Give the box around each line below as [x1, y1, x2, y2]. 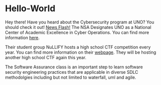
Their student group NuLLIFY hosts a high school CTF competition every [5, 44, 151, 50]
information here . [5, 35, 40, 41]
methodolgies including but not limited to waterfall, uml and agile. [5, 74, 137, 80]
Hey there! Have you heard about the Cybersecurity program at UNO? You [5, 19, 155, 25]
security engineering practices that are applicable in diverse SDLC [5, 69, 139, 75]
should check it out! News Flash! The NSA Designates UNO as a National [5, 24, 151, 30]
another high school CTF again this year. [5, 54, 87, 60]
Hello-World [5, 3, 56, 14]
